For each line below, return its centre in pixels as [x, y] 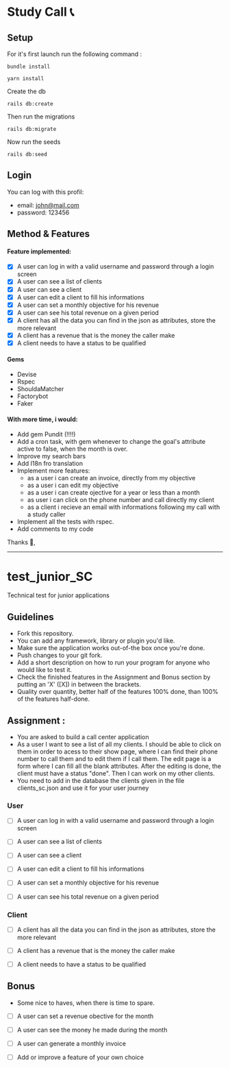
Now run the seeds [34, 142]
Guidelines [30, 617]
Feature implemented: [39, 251]
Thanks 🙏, [21, 543]
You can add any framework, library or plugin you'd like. [96, 641]
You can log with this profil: [46, 192]
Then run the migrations [41, 116]
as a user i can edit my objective [73, 485]
